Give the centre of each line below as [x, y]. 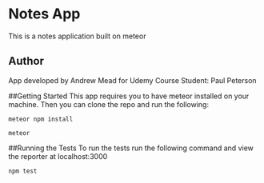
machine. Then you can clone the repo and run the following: [109, 104]
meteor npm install [41, 119]
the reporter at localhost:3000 [58, 156]
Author [26, 61]
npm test [23, 171]
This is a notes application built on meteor [77, 36]
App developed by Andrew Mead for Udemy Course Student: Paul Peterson [133, 80]
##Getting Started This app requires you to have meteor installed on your [129, 96]
